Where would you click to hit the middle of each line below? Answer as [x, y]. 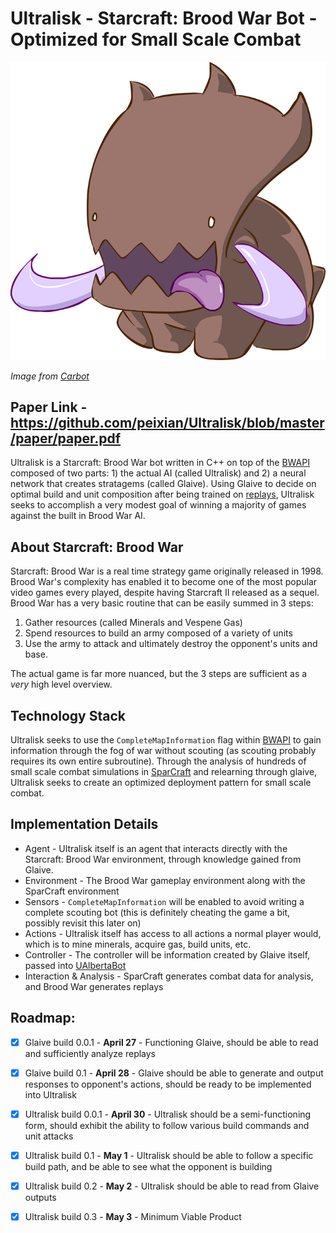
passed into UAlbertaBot [75, 965]
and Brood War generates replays [94, 986]
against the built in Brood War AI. [78, 516]
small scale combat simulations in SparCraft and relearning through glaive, [164, 772]
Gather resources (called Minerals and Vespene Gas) [133, 623]
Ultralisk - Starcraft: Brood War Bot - [164, 18]
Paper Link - [49, 407]
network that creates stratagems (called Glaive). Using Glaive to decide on [163, 484]
